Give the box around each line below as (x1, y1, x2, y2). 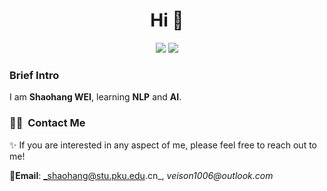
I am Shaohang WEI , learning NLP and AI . (9, 91, 182, 103)
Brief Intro (9, 68, 60, 82)
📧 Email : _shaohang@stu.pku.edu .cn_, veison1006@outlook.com (9, 169, 274, 181)
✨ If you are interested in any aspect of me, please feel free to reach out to (9, 139, 317, 151)
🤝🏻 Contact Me (9, 116, 86, 130)
